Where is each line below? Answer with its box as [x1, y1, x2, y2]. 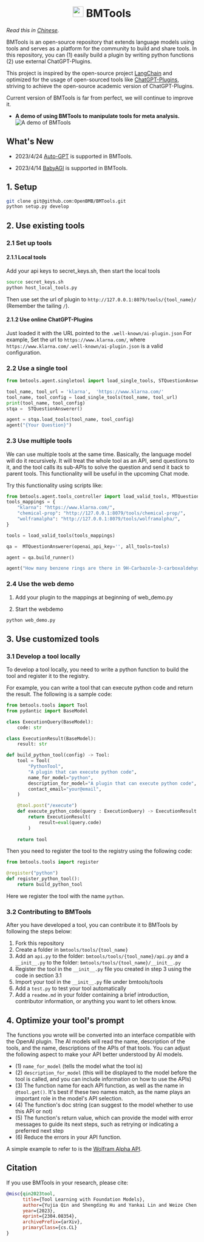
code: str [17, 725, 42, 731]
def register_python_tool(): [6, 876, 80, 882]
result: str [17, 741, 47, 747]
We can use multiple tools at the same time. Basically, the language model [6, 450, 192, 458]
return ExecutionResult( [28, 814, 91, 820]
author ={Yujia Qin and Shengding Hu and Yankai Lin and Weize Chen [22, 1202, 197, 1208]
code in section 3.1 [15, 972, 62, 979]
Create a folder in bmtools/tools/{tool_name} [15, 946, 129, 954]
